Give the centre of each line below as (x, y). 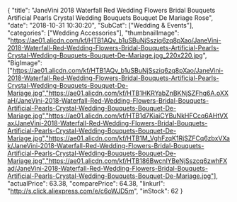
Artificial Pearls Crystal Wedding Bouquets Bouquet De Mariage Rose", (110, 18)
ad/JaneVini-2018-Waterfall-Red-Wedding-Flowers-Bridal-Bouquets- (108, 168)
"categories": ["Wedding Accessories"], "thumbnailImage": (93, 33)
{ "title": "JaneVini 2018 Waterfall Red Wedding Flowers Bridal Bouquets (111, 10)
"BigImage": (25, 63)
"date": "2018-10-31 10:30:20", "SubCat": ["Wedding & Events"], (100, 25)
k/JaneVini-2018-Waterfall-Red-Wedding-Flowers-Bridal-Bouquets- (106, 146)
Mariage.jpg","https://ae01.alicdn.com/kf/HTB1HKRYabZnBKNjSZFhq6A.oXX (118, 93)
